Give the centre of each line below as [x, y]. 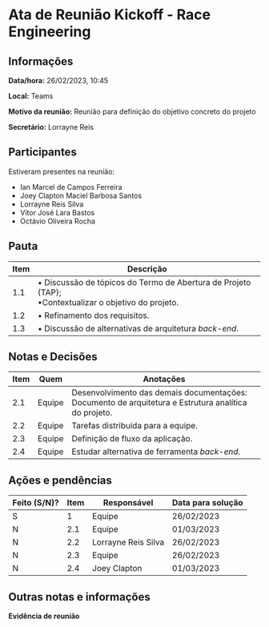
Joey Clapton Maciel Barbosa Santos [81, 195]
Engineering [50, 32]
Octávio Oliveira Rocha [58, 221]
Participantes [43, 153]
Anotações [164, 380]
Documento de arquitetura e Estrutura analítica [159, 403]
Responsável [128, 503]
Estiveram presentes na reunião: [61, 171]
